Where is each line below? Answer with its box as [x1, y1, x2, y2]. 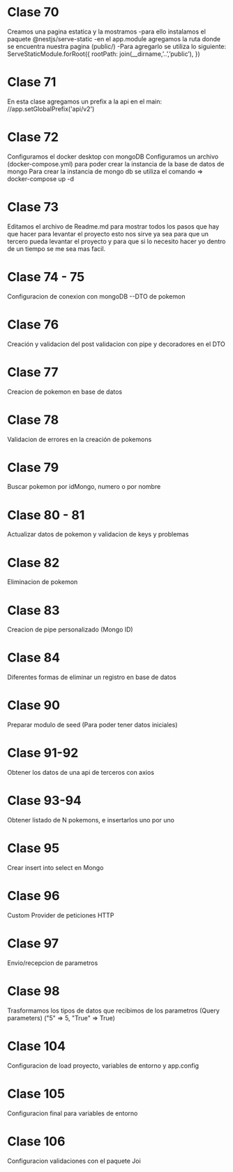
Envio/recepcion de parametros [7, 959, 98, 967]
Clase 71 [7, 74, 57, 90]
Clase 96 [7, 888, 60, 904]
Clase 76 [7, 316, 59, 332]
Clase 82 [7, 555, 60, 571]
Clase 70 [7, 4, 59, 20]
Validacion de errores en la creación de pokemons [7, 435, 152, 443]
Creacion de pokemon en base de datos [7, 387, 123, 396]
